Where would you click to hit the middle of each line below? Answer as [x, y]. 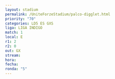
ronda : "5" [16, 69]
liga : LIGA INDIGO [24, 28]
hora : [11, 60]
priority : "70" [21, 19]
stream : [13, 55]
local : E [14, 37]
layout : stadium [22, 10]
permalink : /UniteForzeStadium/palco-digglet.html [58, 14]
